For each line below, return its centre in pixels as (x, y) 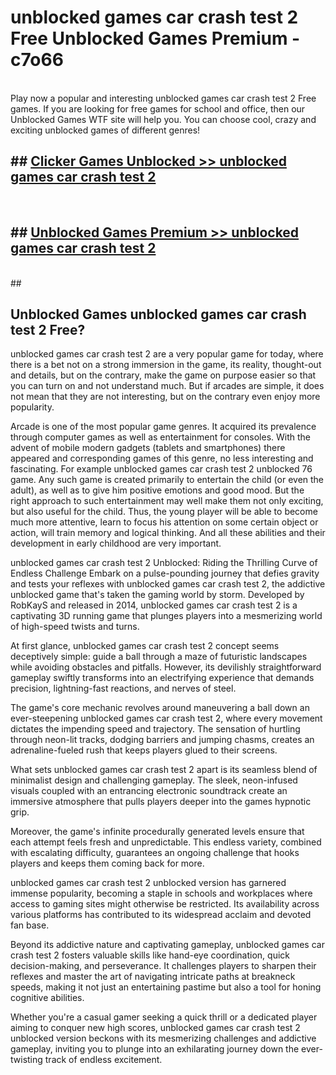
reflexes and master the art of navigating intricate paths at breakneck (153, 977)
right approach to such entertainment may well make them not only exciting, (167, 501)
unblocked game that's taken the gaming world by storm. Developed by (157, 595)
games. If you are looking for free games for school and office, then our (158, 108)
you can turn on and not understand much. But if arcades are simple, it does (167, 386)
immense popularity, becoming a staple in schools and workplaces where (161, 893)
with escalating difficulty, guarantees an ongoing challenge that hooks (155, 853)
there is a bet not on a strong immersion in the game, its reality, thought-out (166, 365)
